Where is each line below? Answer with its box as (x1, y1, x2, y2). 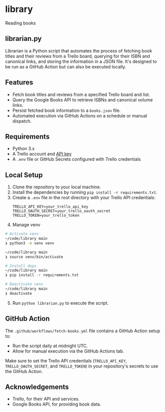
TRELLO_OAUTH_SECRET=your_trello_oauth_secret (12, 209, 111, 214)
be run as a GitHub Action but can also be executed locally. (5, 63, 127, 69)
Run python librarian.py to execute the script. (12, 300, 109, 306)
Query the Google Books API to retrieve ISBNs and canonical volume (12, 96, 153, 103)
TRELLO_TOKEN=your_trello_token (12, 213, 80, 218)
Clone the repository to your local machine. (12, 184, 101, 190)
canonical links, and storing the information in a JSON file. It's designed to (5, 58, 157, 64)
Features (5, 78, 33, 87)
